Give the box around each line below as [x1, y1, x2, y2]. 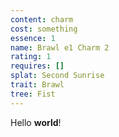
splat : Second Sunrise [10, 71, 105, 81]
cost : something [10, 24, 78, 34]
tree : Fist [10, 89, 56, 99]
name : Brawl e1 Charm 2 [10, 42, 110, 53]
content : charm [10, 14, 74, 25]
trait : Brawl [10, 80, 65, 90]
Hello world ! [10, 116, 62, 128]
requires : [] [10, 61, 65, 71]
